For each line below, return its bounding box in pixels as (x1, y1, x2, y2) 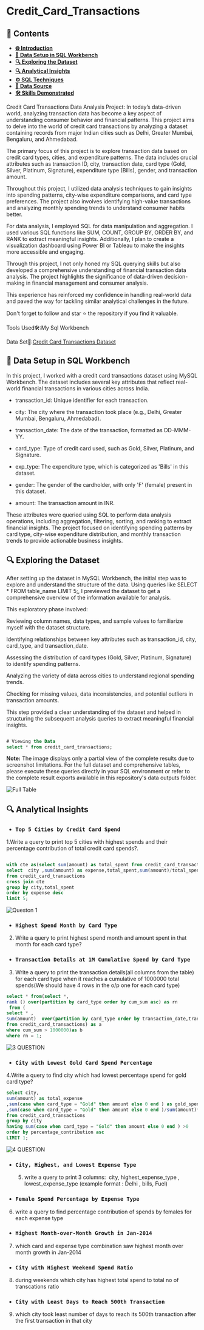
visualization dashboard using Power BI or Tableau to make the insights (6, 242, 185, 249)
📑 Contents (6, 29, 50, 39)
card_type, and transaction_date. (6, 642, 89, 649)
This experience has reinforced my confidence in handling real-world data (6, 291, 192, 298)
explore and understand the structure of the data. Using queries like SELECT (6, 581, 198, 588)
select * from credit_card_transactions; (6, 744, 113, 750)
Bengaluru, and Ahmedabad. (6, 135, 78, 143)
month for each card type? (15, 941, 82, 948)
